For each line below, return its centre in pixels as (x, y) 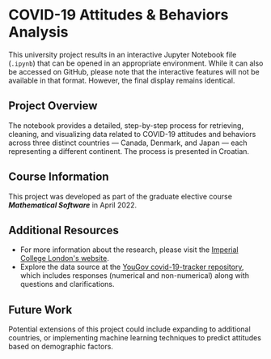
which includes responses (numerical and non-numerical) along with (134, 276)
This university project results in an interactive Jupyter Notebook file (123, 54)
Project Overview (53, 106)
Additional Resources (64, 230)
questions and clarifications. (67, 284)
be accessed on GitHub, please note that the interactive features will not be (134, 71)
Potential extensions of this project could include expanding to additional (129, 329)
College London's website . (64, 259)
